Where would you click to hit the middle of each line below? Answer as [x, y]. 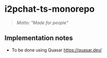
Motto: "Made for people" [43, 23]
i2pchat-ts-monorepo [50, 9]
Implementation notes [39, 38]
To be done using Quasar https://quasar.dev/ [57, 50]
